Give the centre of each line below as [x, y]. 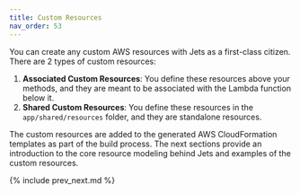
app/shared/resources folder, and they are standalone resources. [142, 117]
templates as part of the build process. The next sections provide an [136, 144]
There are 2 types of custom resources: [83, 61]
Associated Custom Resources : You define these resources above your [156, 78]
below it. [38, 97]
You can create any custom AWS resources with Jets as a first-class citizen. [150, 51]
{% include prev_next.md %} [62, 180]
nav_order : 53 [36, 26]
